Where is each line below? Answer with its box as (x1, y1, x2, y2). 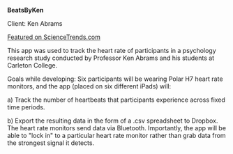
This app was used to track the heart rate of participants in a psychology (7, 47, 216, 54)
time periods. (7, 103, 45, 111)
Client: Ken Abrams (7, 20, 63, 27)
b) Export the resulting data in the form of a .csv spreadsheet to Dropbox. (7, 116, 218, 125)
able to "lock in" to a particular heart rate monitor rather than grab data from (7, 132, 226, 139)
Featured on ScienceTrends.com (7, 33, 101, 41)
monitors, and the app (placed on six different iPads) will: (7, 82, 172, 90)
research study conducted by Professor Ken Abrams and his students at (7, 54, 215, 62)
